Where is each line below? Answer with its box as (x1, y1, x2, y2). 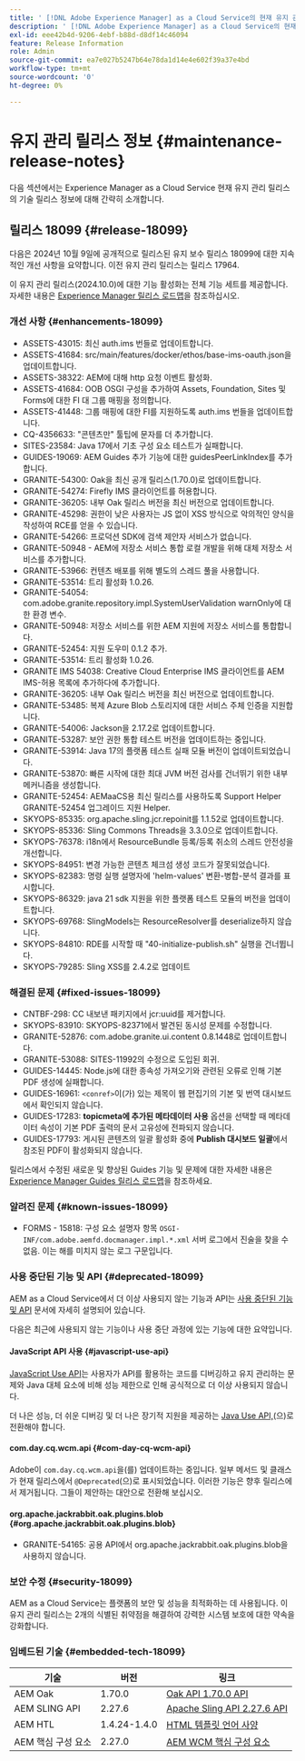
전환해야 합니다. (9, 1421, 66, 1432)
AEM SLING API (14, 1702, 81, 1715)
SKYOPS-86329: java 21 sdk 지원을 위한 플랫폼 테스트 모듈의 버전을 (22, 893, 267, 904)
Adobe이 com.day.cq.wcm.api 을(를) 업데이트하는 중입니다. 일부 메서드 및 (9, 1464, 268, 1475)
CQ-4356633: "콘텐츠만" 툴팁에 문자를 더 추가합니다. (22, 428, 213, 439)
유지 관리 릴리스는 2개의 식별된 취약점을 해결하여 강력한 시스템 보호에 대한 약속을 (9, 1609, 295, 1620)
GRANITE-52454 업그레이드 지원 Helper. (22, 802, 171, 813)
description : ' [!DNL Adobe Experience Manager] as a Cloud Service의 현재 (9, 22, 297, 31)
